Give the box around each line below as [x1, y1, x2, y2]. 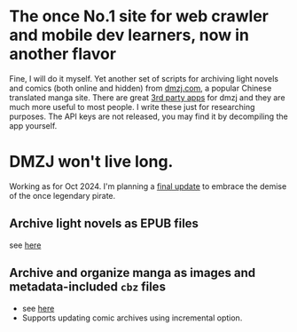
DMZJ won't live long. [9, 152, 174, 172]
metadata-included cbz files [9, 280, 167, 295]
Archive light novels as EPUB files [9, 216, 199, 232]
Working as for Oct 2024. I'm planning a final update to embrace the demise [9, 180, 287, 192]
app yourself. [9, 120, 58, 130]
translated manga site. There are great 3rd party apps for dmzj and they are [9, 91, 285, 103]
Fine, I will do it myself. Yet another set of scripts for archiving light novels [9, 73, 279, 83]
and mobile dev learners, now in [9, 25, 250, 45]
